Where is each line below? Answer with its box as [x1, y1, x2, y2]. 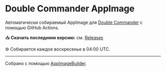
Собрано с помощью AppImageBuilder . [5, 60, 87, 66]
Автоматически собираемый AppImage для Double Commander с [5, 19, 143, 25]
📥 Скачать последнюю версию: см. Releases [5, 34, 104, 40]
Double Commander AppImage [5, 3, 135, 14]
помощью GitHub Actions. [5, 24, 59, 30]
